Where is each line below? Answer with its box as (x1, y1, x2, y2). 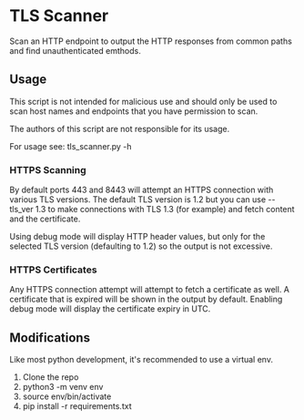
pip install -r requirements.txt (22, 401, 132, 412)
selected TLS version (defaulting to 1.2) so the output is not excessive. (9, 241, 273, 251)
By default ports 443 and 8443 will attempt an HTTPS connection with (9, 184, 274, 196)
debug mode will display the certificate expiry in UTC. (9, 303, 211, 314)
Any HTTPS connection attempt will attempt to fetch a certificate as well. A (9, 284, 289, 295)
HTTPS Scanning (9, 163, 86, 176)
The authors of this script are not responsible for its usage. (9, 123, 230, 134)
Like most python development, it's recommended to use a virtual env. (9, 354, 273, 365)
